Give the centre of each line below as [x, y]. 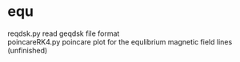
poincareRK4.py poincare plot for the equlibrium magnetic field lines [120, 41]
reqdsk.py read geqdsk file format [64, 33]
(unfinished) [28, 50]
